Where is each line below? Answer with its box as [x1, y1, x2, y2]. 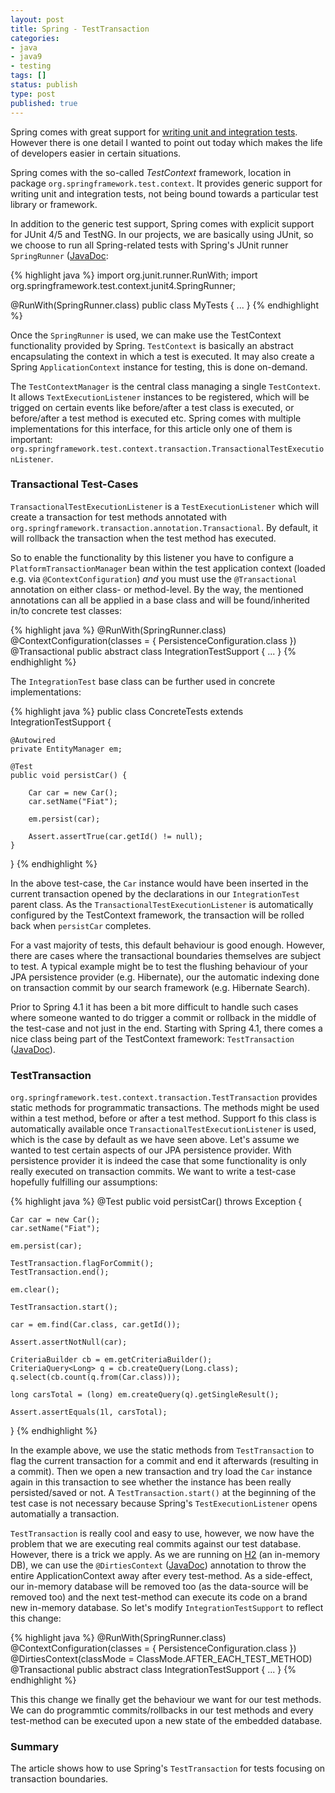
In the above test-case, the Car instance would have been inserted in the [10, 877, 309, 889]
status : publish [10, 80, 78, 90]
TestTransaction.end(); [10, 1267, 110, 1278]
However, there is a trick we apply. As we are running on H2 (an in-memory [10, 1549, 321, 1561]
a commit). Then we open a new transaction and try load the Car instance [10, 1466, 313, 1478]
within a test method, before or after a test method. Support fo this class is [10, 1112, 317, 1125]
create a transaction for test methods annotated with [10, 511, 227, 523]
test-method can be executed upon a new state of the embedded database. [10, 1715, 323, 1727]
